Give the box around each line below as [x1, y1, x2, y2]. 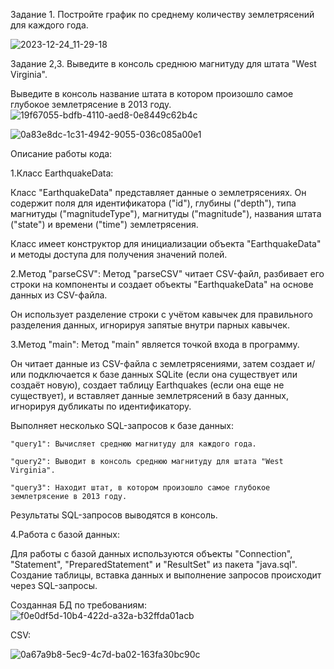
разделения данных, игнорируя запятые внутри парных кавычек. [10, 319, 290, 331]
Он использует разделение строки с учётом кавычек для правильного [10, 309, 313, 320]
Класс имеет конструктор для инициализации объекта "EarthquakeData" [10, 238, 322, 249]
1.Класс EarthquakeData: [10, 167, 114, 179]
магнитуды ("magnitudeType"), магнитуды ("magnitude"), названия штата [10, 208, 322, 219]
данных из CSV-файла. [10, 289, 108, 301]
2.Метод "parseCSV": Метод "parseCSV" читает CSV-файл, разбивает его [10, 268, 325, 279]
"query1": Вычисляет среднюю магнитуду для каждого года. [10, 439, 257, 449]
